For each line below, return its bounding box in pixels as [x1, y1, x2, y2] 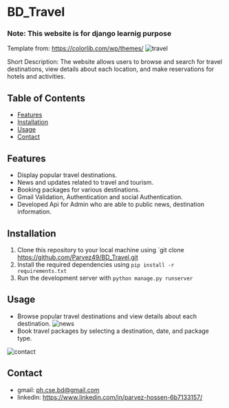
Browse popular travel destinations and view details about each [17, 312, 197, 320]
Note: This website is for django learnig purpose [7, 29, 172, 39]
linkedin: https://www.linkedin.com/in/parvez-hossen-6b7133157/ [17, 393, 203, 401]
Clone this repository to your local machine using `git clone [17, 245, 184, 254]
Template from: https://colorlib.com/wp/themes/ [7, 44, 144, 52]
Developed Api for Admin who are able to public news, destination [17, 201, 205, 209]
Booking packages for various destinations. [17, 185, 140, 194]
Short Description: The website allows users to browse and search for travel [7, 58, 222, 66]
